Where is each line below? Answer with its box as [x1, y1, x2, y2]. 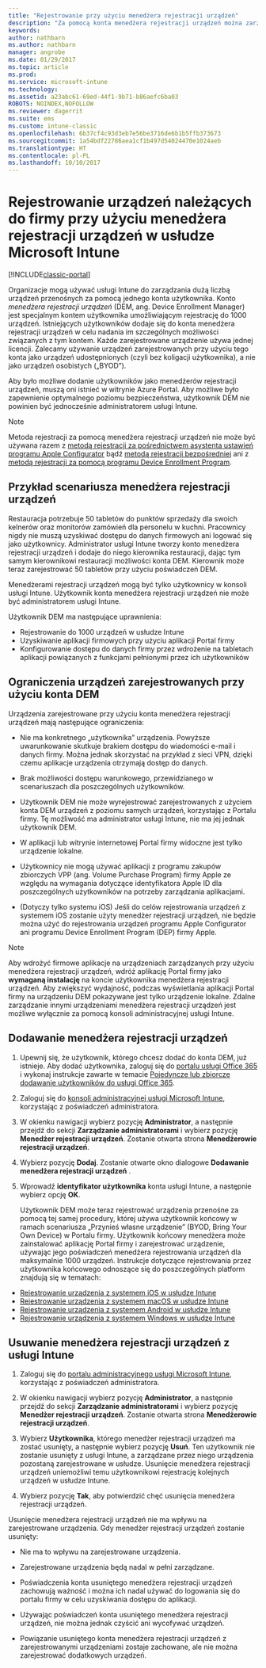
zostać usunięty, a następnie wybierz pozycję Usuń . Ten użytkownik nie [19, 1442, 256, 1452]
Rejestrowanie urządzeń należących [8, 193, 252, 211]
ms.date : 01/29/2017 [8, 56, 77, 64]
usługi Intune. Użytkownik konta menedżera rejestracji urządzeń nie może [8, 588, 249, 597]
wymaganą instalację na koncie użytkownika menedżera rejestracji [8, 975, 230, 984]
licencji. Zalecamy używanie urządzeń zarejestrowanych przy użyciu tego [8, 344, 249, 353]
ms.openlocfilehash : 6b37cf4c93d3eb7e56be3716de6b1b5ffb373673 [8, 129, 222, 137]
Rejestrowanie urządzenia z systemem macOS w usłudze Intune [19, 1296, 229, 1306]
